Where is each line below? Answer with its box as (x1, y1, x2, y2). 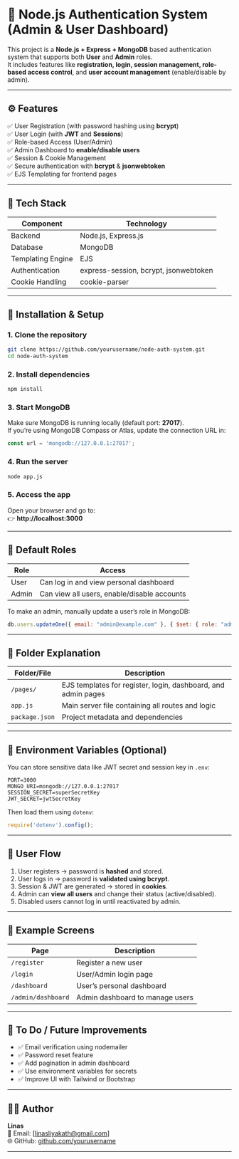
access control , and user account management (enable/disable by (27, 68, 226, 76)
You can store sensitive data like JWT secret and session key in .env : (7, 763, 210, 772)
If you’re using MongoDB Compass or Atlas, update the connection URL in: (7, 426, 226, 435)
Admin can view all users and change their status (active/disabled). (17, 889, 217, 898)
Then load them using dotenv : (7, 808, 95, 817)
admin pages (61, 689, 105, 699)
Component (21, 219, 63, 229)
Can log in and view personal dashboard (39, 577, 174, 587)
